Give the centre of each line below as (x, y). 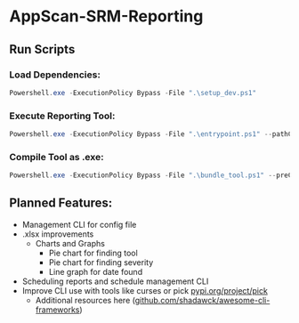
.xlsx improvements (58, 234)
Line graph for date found (96, 271)
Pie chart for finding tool (93, 253)
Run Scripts (42, 49)
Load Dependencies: (55, 75)
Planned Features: (61, 203)
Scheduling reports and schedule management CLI (115, 281)
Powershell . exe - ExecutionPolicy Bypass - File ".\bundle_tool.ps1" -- (143, 175)
